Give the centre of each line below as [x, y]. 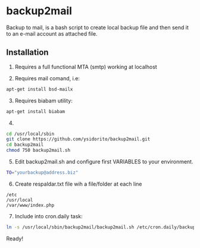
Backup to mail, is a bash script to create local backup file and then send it [98, 27]
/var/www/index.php [30, 205]
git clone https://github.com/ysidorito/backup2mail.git [78, 139]
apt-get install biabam [36, 111]
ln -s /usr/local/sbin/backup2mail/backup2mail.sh [70, 227]
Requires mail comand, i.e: [47, 78]
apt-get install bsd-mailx [40, 89]
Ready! [15, 238]
